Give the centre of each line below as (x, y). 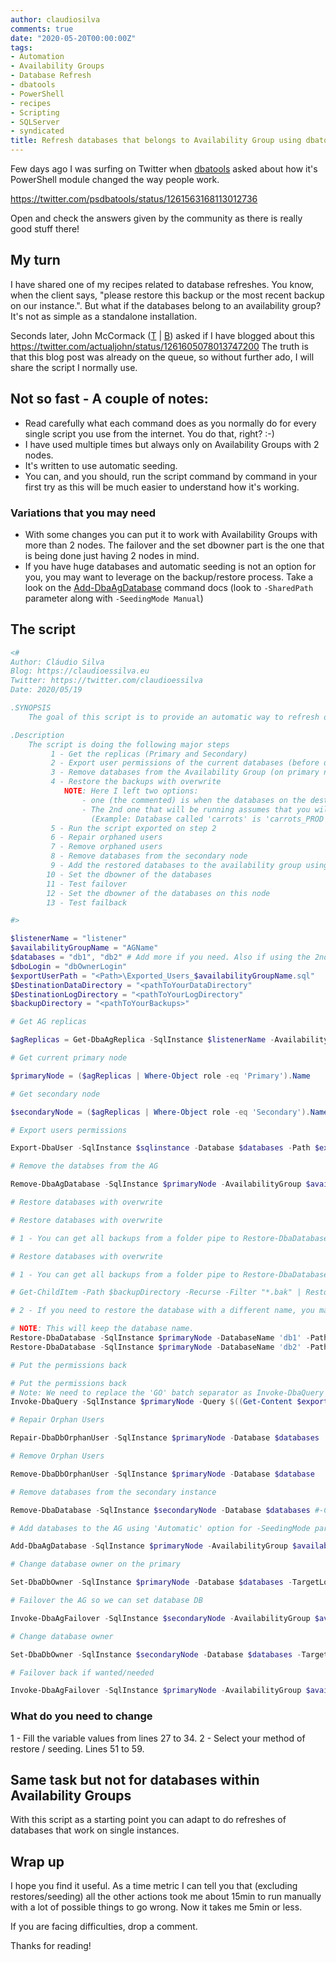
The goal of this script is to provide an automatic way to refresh (174, 717)
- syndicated (37, 131)
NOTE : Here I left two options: (131, 791)
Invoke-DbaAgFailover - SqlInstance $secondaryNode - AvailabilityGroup (160, 1618)
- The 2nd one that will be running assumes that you (196, 809)
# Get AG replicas (48, 1022)
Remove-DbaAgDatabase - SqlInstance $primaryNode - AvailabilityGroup (156, 1184)
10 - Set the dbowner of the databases (129, 874)
